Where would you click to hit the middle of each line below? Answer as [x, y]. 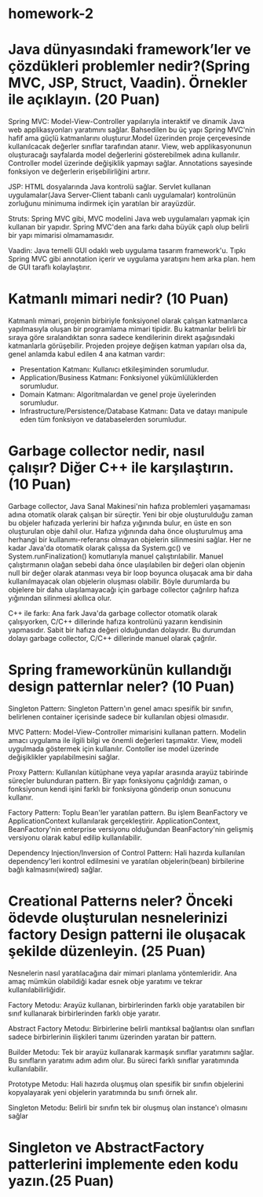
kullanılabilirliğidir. [37, 990]
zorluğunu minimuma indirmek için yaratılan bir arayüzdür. [102, 203]
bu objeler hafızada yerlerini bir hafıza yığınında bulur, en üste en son [120, 523]
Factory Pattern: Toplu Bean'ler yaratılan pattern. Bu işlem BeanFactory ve [128, 812]
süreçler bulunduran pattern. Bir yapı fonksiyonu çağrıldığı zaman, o [118, 780]
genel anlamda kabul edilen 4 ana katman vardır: [87, 354]
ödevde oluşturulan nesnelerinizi [118, 918]
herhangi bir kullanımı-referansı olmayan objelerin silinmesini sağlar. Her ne [130, 540]
